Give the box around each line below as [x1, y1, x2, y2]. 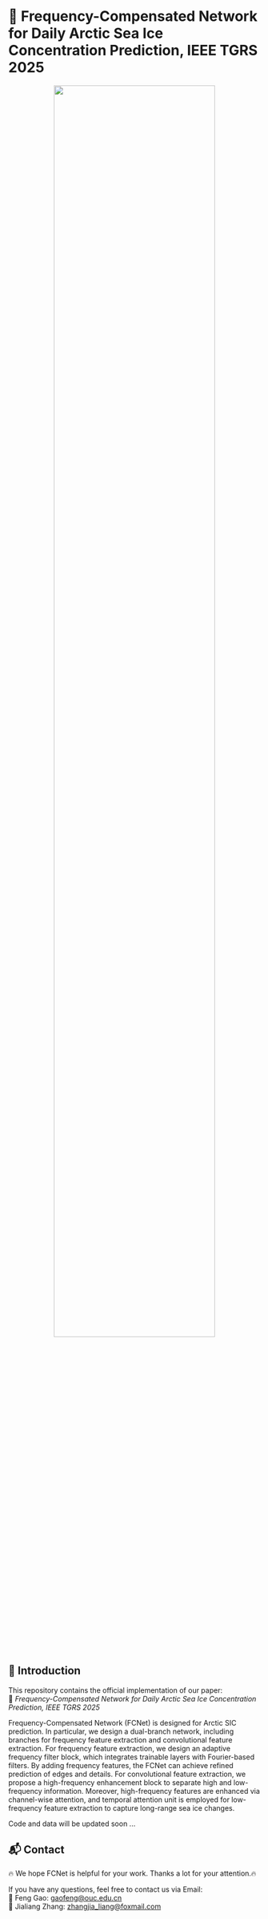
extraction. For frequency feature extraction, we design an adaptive [8, 1743, 230, 1753]
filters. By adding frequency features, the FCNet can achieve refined [8, 1760, 234, 1770]
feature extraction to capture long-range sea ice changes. [43, 1803, 235, 1812]
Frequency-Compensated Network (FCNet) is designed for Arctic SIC [8, 1718, 237, 1727]
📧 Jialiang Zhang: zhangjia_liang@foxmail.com [8, 1901, 162, 1911]
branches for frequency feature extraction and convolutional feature [8, 1734, 233, 1744]
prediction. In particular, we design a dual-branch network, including [8, 1726, 234, 1736]
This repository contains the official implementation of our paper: [8, 1685, 222, 1695]
